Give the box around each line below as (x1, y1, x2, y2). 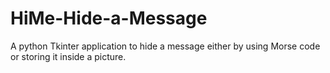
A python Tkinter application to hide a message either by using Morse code (10, 40, 321, 52)
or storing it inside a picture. (10, 50, 127, 62)
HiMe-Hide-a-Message (10, 7, 208, 30)
